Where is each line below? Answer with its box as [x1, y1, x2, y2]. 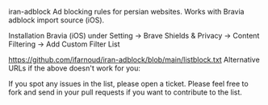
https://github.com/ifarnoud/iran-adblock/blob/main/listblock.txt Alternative [8, 55, 260, 64]
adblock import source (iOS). [8, 15, 105, 25]
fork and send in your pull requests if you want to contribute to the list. [8, 87, 242, 97]
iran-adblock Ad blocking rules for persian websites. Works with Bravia [8, 7, 245, 16]
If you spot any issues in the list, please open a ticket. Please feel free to [8, 79, 249, 88]
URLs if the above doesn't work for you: [8, 63, 141, 73]
